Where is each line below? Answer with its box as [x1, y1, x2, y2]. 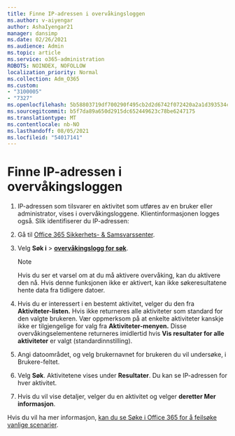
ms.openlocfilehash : [7, 101, 68, 108]
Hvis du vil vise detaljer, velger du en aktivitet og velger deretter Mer [17, 393, 216, 401]
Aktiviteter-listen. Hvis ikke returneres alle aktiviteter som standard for [17, 307, 223, 316]
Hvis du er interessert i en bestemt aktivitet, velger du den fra [17, 300, 194, 308]
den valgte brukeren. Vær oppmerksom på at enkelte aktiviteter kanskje [17, 314, 224, 323]
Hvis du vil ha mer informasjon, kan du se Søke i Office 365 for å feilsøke [7, 414, 218, 422]
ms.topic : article [7, 50, 61, 57]
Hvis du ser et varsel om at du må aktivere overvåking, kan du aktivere [17, 271, 221, 280]
